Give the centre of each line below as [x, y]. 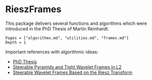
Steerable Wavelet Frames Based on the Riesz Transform [72, 72]
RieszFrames [33, 9]
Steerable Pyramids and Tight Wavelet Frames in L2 [67, 67]
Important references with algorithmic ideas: [52, 52]
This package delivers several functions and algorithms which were [76, 23]
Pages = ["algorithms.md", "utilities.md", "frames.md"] [67, 38]
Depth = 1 [16, 42]
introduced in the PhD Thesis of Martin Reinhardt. [57, 28]
